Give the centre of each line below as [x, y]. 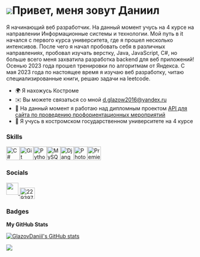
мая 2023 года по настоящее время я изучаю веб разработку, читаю [95, 72]
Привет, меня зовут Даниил [86, 11]
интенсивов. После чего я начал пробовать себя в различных [86, 46]
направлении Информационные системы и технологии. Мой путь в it [95, 33]
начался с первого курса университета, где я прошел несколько [89, 40]
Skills [14, 136]
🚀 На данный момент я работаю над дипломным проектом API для [101, 108]
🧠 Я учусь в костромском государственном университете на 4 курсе [104, 121]
